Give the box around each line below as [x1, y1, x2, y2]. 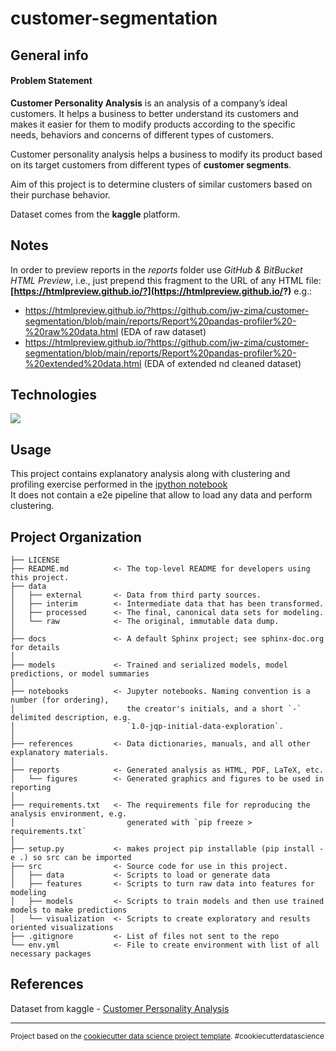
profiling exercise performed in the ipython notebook [10, 478, 228, 491]
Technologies [10, 386, 98, 403]
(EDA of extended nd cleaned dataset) [143, 357, 302, 369]
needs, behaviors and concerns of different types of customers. [10, 128, 274, 141]
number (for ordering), [10, 695, 110, 706]
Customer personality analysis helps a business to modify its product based [10, 148, 323, 160]
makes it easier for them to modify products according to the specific [10, 118, 296, 130]
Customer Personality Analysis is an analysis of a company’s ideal [10, 97, 288, 109]
